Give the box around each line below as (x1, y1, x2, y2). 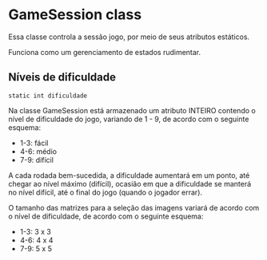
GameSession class (8, 6, 142, 24)
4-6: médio (19, 146, 58, 156)
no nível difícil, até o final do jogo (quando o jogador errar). (8, 187, 202, 197)
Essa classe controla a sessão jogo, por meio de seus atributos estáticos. (8, 32, 250, 41)
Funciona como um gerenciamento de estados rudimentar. (8, 47, 201, 57)
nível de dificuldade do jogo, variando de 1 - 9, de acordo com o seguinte (8, 114, 249, 124)
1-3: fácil (19, 138, 49, 148)
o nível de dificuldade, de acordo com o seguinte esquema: (8, 211, 204, 221)
